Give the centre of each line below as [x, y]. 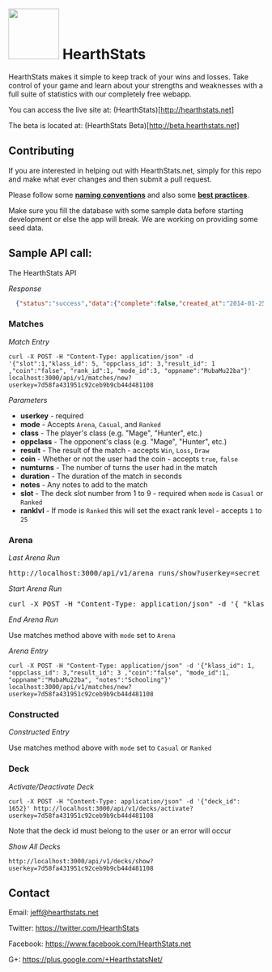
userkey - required [52, 415]
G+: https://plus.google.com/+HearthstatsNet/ [86, 960]
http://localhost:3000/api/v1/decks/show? [81, 861]
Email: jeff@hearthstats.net [53, 913]
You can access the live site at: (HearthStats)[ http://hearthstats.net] [121, 109]
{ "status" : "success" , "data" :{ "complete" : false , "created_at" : [121, 303]
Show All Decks [34, 846]
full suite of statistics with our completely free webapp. [100, 94]
